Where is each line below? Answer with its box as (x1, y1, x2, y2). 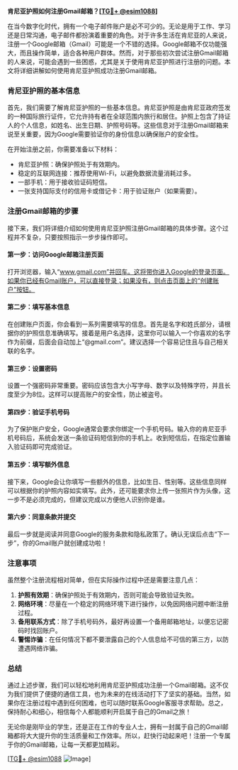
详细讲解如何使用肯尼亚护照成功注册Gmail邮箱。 (19, 67, 161, 75)
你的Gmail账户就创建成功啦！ (22, 538, 108, 547)
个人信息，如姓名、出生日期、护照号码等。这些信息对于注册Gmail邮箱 (19, 121, 223, 130)
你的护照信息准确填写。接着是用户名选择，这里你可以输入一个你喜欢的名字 (13, 329, 231, 337)
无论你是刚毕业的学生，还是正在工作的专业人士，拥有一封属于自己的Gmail (7, 722, 223, 731)
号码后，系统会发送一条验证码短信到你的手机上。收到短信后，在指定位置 (13, 433, 225, 443)
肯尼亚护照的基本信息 (7, 85, 80, 95)
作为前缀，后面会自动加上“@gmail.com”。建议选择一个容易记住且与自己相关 (7, 337, 229, 346)
